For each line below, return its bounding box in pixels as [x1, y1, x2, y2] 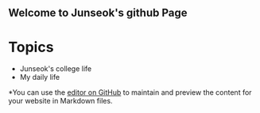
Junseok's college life [19, 64, 92, 73]
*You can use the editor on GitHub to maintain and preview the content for [8, 88, 252, 97]
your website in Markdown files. [8, 96, 113, 106]
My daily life [19, 73, 60, 82]
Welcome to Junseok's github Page [8, 6, 188, 20]
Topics [8, 38, 54, 56]
